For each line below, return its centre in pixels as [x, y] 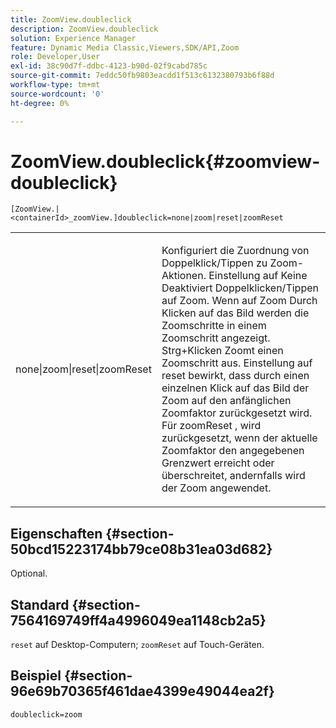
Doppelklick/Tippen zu [214, 263]
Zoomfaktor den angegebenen [233, 451]
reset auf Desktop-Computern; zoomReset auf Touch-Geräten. [137, 645]
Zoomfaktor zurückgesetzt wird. [237, 413]
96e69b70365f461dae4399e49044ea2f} [142, 691]
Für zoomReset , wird [211, 426]
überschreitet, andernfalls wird [233, 476]
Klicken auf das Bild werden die [235, 313]
